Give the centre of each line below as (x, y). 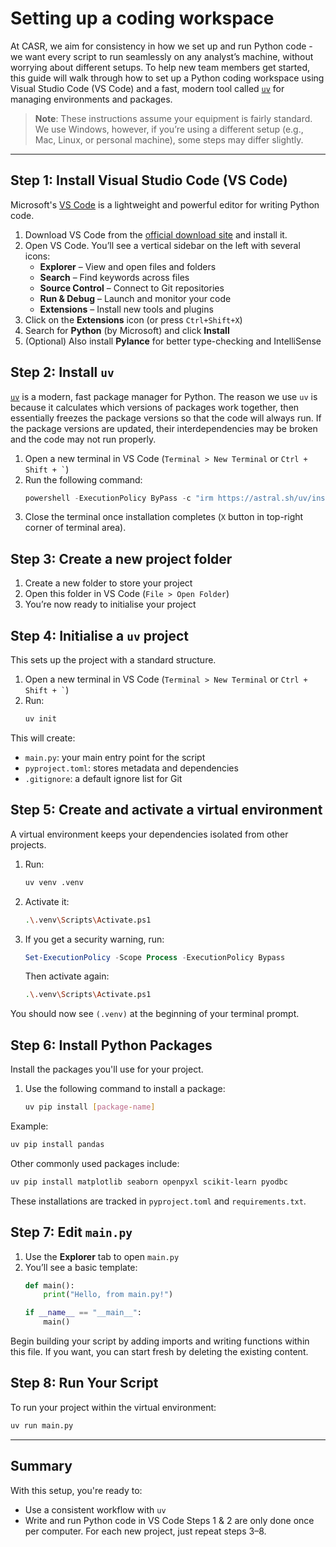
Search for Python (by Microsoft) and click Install (127, 330)
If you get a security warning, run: (94, 939)
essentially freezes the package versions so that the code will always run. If (166, 418)
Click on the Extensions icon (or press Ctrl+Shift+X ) (133, 319)
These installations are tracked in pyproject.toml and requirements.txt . (158, 1201)
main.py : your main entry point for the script (115, 757)
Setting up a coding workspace (142, 18)
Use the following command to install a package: (125, 1089)
